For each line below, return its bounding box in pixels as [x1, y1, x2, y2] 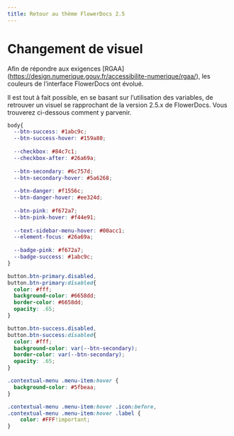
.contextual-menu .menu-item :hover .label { [7, 410, 141, 417]
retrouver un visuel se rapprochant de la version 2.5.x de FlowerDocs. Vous [7, 101, 228, 109]
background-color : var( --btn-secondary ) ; [13, 345, 138, 352]
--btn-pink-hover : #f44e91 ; [13, 214, 97, 221]
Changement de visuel [7, 40, 143, 57]
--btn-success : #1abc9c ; [13, 128, 87, 135]
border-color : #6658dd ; [13, 299, 84, 306]
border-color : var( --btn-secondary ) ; [13, 351, 126, 358]
